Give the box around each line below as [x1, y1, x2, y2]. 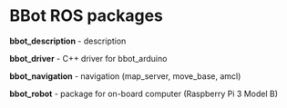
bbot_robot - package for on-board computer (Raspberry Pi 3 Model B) [9, 88, 279, 99]
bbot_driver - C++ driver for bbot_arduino [9, 53, 168, 64]
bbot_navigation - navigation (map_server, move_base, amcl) [9, 70, 241, 82]
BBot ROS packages [9, 5, 164, 26]
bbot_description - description [9, 35, 127, 46]
